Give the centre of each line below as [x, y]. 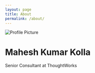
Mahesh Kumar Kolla [48, 52]
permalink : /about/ [25, 18]
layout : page [18, 9]
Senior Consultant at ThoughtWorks [41, 66]
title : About [18, 14]
